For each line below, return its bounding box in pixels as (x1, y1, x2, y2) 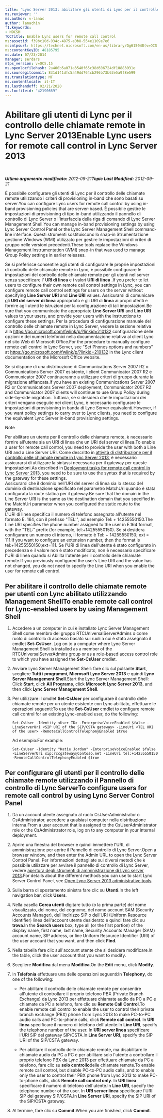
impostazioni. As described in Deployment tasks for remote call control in (5, 465, 150, 471)
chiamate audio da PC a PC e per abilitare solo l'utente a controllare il (19, 1052, 158, 1057)
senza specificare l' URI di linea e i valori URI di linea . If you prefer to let (5, 277, 149, 283)
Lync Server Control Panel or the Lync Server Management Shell (5, 227, 134, 232)
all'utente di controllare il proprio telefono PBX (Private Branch (19, 990, 144, 997)
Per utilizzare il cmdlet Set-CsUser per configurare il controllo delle (12, 696, 147, 701)
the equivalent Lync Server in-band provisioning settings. (5, 415, 120, 421)
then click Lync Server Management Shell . (12, 686, 98, 692)
